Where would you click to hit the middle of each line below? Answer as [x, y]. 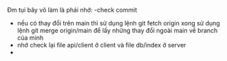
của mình [30, 38]
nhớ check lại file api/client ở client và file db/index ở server [101, 45]
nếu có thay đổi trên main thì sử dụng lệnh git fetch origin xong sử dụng [118, 23]
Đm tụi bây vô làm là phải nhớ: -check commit [72, 10]
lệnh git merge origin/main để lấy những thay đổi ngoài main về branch [117, 30]
